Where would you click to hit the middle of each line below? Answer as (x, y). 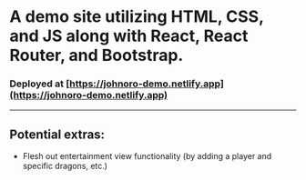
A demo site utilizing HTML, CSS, (137, 17)
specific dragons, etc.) (65, 166)
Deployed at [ (40, 84)
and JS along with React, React (129, 36)
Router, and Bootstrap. (97, 55)
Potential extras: (57, 134)
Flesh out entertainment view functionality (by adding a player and (147, 156)
